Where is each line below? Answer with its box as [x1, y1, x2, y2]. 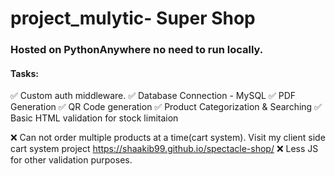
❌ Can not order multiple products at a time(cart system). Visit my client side [10, 132, 326, 144]
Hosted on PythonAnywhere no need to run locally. [10, 43, 264, 57]
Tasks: [10, 67, 39, 79]
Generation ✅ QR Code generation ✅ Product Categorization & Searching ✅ [10, 101, 322, 113]
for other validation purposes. [10, 154, 133, 166]
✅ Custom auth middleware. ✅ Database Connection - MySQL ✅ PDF [10, 90, 297, 102]
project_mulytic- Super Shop [10, 7, 256, 30]
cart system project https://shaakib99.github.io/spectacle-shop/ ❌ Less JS [10, 143, 319, 155]
